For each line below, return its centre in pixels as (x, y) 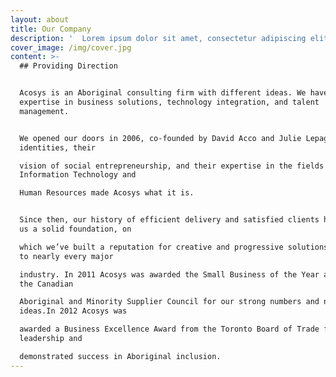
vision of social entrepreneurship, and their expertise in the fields (172, 166)
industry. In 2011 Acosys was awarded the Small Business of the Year (169, 274)
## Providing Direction (68, 66)
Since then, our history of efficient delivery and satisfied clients (169, 220)
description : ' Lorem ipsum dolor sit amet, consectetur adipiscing (158, 38)
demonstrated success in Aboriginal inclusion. (120, 356)
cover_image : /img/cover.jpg (71, 47)
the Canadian (46, 284)
